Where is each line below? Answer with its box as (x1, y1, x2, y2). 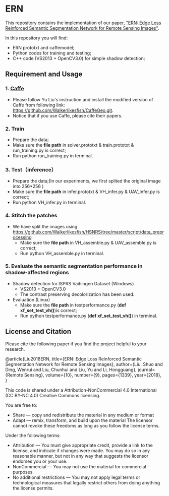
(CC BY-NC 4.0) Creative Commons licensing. (5, 392, 101, 398)
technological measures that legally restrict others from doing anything (12, 479, 160, 485)
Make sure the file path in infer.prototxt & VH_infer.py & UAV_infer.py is (12, 189, 160, 195)
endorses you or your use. (12, 458, 68, 464)
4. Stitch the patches (5, 212, 58, 219)
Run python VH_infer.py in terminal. (12, 200, 87, 206)
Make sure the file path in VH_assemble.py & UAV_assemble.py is (20, 239, 157, 245)
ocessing (12, 234, 32, 240)
